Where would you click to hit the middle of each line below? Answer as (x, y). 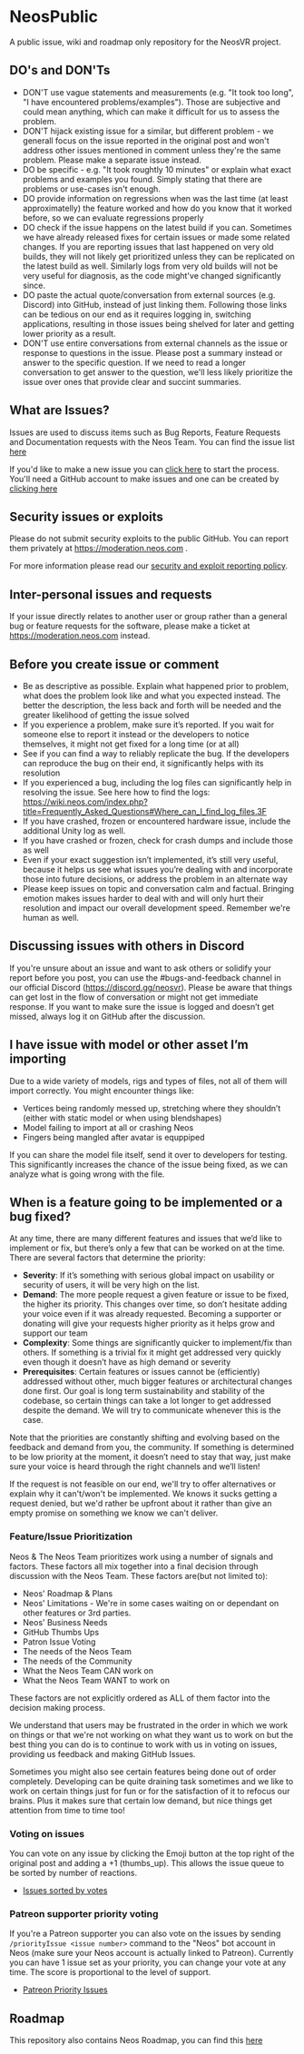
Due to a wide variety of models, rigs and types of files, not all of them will (148, 1081)
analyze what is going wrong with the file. (87, 1174)
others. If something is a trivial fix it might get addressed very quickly (152, 1353)
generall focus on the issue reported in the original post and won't (146, 140)
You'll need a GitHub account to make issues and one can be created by (144, 479)
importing (38, 1059)
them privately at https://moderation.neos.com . (99, 548)
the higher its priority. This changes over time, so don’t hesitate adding (155, 1304)
